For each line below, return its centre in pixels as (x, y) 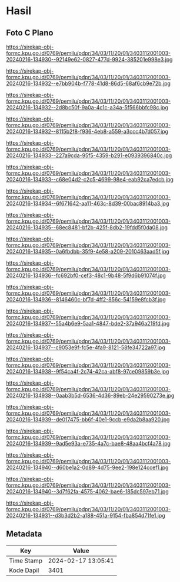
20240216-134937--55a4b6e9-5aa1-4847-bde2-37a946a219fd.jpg (88, 323)
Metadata (24, 534)
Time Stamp (26, 561)
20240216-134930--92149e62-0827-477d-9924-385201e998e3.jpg (89, 59)
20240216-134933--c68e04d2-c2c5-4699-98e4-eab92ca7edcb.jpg (90, 179)
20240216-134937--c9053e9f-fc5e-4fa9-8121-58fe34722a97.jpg (86, 347)
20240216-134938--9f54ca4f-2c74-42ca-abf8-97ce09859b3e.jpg (88, 371)
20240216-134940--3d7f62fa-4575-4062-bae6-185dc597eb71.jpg (87, 491)
